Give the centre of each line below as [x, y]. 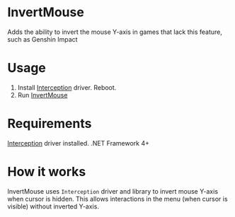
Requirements [50, 124]
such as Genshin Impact [42, 39]
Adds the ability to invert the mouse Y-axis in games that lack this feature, [115, 32]
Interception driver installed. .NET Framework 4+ [79, 143]
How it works [47, 172]
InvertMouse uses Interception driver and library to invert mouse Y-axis [113, 191]
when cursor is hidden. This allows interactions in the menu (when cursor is [117, 199]
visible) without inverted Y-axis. [53, 206]
